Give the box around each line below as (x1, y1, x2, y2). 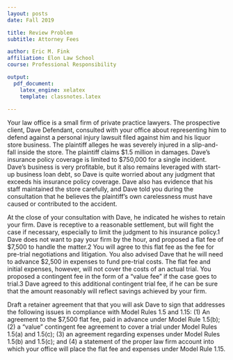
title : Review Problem (7, 29, 73, 36)
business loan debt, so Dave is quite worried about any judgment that (16, 170, 216, 179)
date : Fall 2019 (7, 17, 54, 24)
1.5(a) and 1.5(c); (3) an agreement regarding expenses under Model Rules (7, 330, 220, 338)
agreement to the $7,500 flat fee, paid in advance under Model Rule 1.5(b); (7, 316, 220, 324)
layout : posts (7, 10, 49, 17)
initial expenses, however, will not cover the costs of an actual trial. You (7, 265, 211, 273)
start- (204, 163, 221, 171)
